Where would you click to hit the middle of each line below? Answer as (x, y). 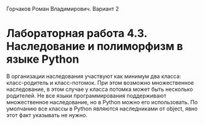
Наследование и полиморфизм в (95, 47)
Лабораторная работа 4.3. (77, 34)
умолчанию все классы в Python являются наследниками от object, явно (102, 109)
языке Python (43, 59)
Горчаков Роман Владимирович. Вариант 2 (63, 9)
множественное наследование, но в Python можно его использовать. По (102, 102)
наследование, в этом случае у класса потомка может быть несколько (100, 89)
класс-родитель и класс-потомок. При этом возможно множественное (100, 82)
